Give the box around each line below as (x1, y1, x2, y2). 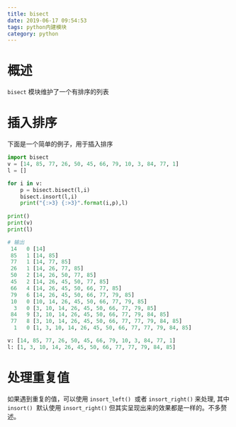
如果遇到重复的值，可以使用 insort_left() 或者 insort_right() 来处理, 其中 (7, 394, 230, 403)
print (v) (7, 220, 33, 227)
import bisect (7, 154, 50, 161)
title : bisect (7, 10, 50, 18)
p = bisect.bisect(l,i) (20, 186, 91, 193)
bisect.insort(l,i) (20, 193, 78, 200)
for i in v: (7, 180, 43, 187)
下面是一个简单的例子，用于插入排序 (7, 140, 113, 149)
